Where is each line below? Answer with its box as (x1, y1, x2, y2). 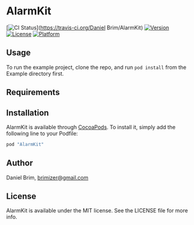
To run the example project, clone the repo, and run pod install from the (6, 63, 187, 71)
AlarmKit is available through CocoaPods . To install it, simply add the (6, 123, 175, 130)
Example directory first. (6, 70, 64, 77)
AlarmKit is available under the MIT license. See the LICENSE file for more (6, 207, 189, 214)
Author (6, 158, 33, 168)
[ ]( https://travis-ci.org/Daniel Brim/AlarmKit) (6, 24, 144, 31)
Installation (6, 108, 49, 118)
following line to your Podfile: (6, 130, 78, 137)
